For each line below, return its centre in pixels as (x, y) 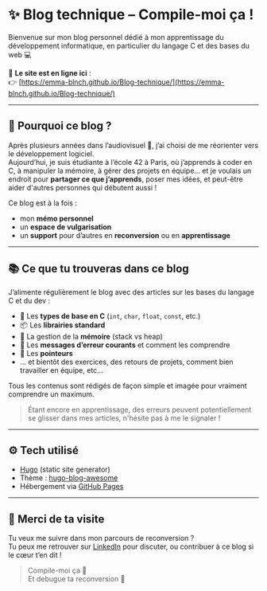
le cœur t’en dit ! (35, 555)
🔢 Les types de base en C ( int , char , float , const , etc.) (110, 315)
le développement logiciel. (51, 154)
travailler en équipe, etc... (61, 370)
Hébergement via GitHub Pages (72, 487)
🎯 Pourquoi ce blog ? (60, 126)
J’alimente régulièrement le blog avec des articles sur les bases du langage (131, 292)
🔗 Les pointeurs (46, 353)
